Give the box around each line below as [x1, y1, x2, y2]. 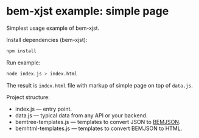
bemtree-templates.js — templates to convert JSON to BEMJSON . [15, 118, 181, 125]
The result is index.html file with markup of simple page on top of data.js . [6, 81, 193, 89]
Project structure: [6, 93, 51, 101]
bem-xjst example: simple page [6, 4, 169, 18]
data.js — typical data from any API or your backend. [15, 111, 148, 119]
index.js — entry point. [15, 105, 72, 112]
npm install [6, 47, 37, 54]
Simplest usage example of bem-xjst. [6, 24, 100, 32]
